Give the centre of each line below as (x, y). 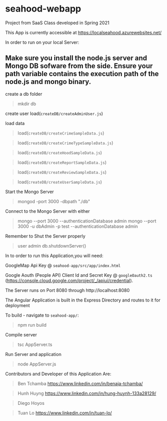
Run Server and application (33, 354)
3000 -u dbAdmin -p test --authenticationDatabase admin (78, 226)
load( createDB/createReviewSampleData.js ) (62, 172)
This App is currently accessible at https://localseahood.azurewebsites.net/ (83, 32)
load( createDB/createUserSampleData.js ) (60, 182)
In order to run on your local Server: (42, 42)
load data (15, 123)
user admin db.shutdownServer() (52, 246)
